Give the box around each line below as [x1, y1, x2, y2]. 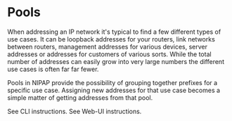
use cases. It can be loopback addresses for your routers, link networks [7, 34, 216, 43]
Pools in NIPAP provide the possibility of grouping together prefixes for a [7, 78, 218, 87]
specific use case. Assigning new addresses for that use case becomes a [7, 86, 220, 94]
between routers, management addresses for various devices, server [7, 42, 208, 51]
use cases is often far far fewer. [7, 65, 99, 73]
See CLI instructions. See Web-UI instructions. [7, 107, 142, 115]
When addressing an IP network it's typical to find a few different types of [7, 27, 221, 36]
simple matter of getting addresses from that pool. [7, 93, 153, 102]
